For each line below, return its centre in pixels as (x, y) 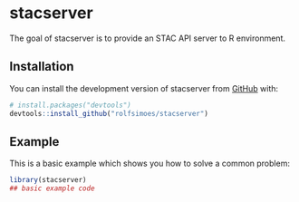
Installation (42, 67)
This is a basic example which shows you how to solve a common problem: (149, 164)
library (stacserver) (48, 180)
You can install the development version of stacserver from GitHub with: (144, 88)
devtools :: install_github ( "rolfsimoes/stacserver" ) (109, 113)
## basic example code (52, 188)
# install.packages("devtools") (70, 105)
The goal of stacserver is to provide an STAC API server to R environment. (147, 38)
